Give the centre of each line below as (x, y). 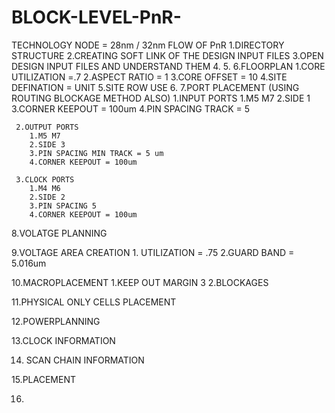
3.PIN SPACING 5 (63, 206)
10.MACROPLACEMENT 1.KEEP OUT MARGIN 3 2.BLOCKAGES (140, 282)
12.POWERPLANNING (56, 321)
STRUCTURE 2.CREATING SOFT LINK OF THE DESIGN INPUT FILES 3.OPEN (167, 55)
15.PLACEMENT (43, 379)
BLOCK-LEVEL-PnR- (96, 17)
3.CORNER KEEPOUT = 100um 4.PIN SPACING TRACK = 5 (131, 108)
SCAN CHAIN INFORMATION (85, 360)
